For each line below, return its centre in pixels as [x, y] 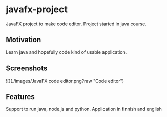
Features [20, 97]
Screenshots [27, 69]
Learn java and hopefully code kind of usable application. [66, 52]
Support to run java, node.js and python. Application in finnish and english [84, 109]
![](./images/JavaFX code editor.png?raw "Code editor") [65, 81]
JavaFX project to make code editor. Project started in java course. [76, 24]
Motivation [24, 40]
